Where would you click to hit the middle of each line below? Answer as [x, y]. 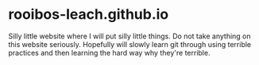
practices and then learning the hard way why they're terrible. [109, 52]
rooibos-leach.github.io [89, 14]
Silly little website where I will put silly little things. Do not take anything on [130, 36]
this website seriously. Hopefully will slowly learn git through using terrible [130, 44]
